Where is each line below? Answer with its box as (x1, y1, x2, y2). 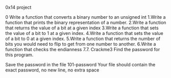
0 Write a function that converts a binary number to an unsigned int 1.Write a (5, 14, 166, 20)
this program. (5, 52, 34, 58)
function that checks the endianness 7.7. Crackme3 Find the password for (5, 47, 160, 52)
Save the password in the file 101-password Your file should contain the (5, 62, 156, 67)
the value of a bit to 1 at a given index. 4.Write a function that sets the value (5, 30, 163, 36)
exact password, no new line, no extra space (5, 67, 100, 73)
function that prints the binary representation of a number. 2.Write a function (5, 20, 166, 25)
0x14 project (5, 5, 32, 10)
